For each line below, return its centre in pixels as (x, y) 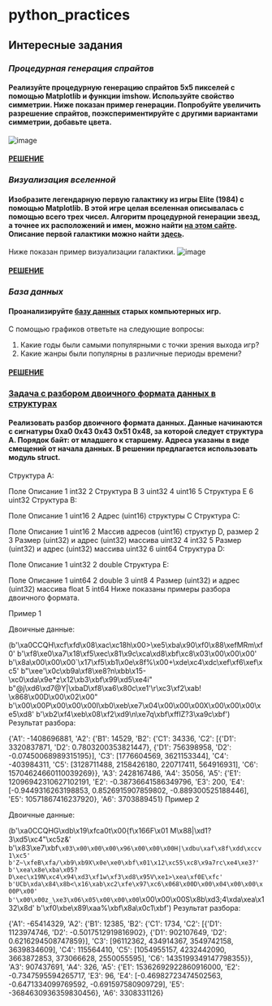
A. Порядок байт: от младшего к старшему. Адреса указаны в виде (129, 440)
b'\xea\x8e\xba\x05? (43, 870)
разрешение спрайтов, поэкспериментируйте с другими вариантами (133, 114)
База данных (36, 291)
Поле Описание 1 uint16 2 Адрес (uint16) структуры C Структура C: (124, 515)
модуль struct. (35, 457)
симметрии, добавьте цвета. (60, 122)
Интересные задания (66, 45)
